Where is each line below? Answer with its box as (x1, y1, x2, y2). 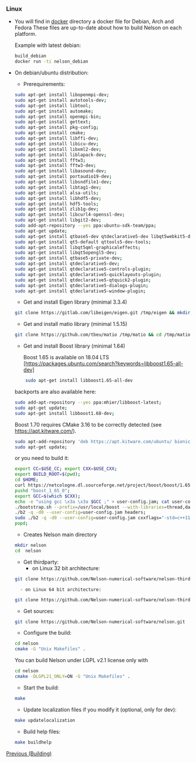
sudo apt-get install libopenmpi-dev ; (14, 92, 109, 98)
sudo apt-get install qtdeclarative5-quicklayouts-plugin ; (14, 271, 162, 277)
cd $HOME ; (14, 477, 39, 483)
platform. (14, 30, 37, 38)
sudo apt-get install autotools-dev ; (14, 97, 107, 103)
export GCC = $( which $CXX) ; (14, 493, 81, 499)
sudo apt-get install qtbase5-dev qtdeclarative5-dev (14, 233, 149, 239)
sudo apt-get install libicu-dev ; (14, 141, 99, 147)
